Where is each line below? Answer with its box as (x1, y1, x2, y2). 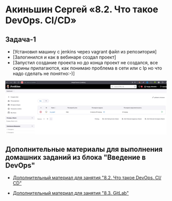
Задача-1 (5, 35, 36, 44)
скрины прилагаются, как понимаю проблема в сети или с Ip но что (12, 65, 162, 71)
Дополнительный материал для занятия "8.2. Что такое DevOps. (12, 175, 155, 181)
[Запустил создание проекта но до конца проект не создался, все (12, 60, 158, 65)
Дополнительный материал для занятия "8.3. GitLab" (12, 190, 129, 196)
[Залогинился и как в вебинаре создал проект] (12, 54, 116, 60)
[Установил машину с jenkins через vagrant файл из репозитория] (12, 49, 157, 54)
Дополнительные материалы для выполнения (5, 145, 163, 154)
